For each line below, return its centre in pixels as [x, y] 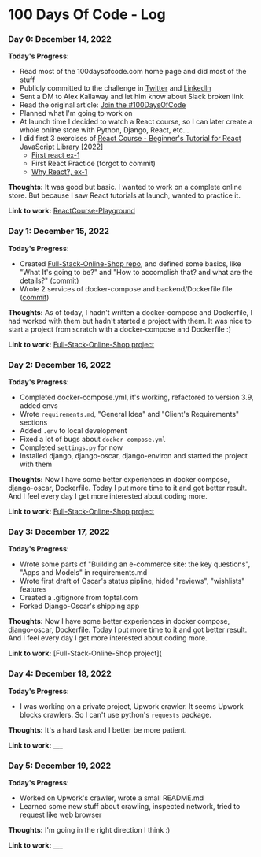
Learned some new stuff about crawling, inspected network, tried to [130, 806]
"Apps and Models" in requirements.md [83, 573]
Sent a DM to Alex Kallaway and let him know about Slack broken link [131, 97]
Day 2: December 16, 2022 [60, 365]
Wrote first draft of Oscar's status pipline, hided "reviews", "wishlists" [132, 581]
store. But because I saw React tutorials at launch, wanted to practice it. [125, 195]
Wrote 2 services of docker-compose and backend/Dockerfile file [126, 288]
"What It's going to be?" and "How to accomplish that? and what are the [136, 272]
